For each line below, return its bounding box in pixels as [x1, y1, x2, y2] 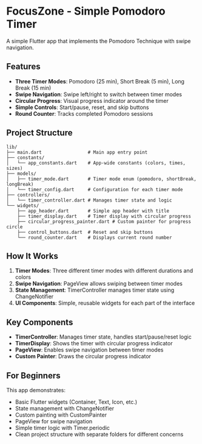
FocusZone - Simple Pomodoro [6, 4, 166, 18]
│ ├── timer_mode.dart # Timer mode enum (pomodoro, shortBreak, [6, 175, 197, 182]
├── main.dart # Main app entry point [6, 149, 148, 155]
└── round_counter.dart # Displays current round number [17, 234, 172, 241]
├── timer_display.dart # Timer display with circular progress [17, 213, 191, 219]
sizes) [6, 165, 23, 171]
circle [6, 224, 23, 230]
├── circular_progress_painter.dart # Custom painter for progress [17, 218, 191, 225]
